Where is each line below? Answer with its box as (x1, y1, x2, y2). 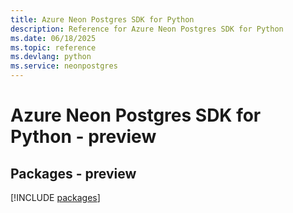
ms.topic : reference (10, 42, 97, 53)
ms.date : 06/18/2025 (10, 33, 97, 43)
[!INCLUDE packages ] (10, 192, 101, 203)
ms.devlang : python (10, 52, 92, 62)
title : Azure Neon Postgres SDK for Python (10, 14, 195, 25)
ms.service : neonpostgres (10, 61, 118, 71)
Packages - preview (10, 165, 137, 182)
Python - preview (10, 126, 157, 148)
